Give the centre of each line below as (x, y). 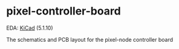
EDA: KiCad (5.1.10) (30, 28)
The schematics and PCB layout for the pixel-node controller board (90, 39)
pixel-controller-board (63, 11)
